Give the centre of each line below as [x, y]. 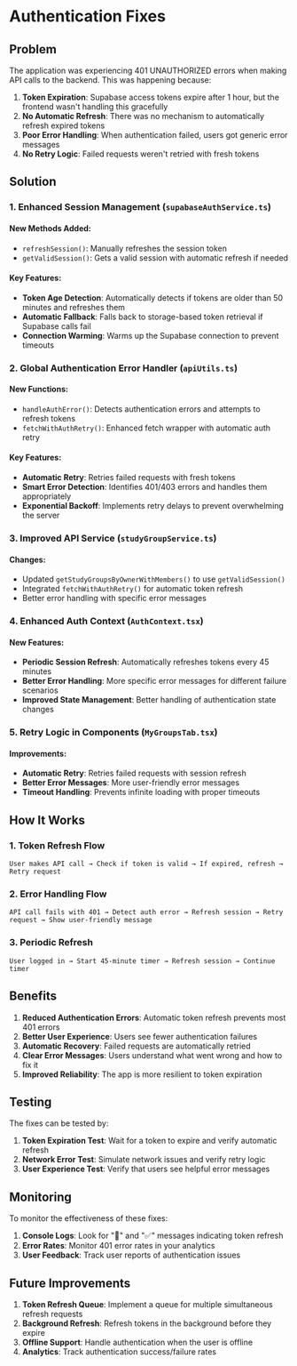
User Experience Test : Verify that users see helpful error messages [146, 1169]
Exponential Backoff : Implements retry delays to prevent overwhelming [152, 506]
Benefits [33, 996]
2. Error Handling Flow [58, 894]
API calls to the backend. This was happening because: [110, 80]
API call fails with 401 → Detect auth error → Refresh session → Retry [146, 912]
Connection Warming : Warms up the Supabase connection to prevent [150, 335]
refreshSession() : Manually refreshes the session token [125, 248]
